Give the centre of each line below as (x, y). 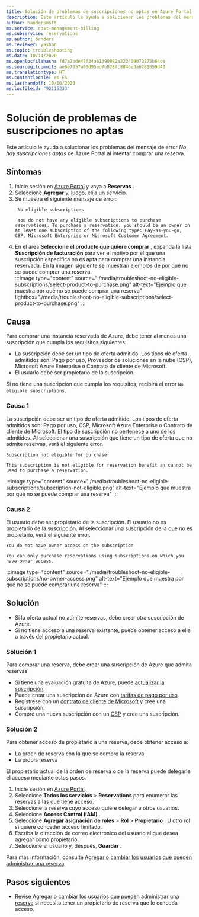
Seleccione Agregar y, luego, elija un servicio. (71, 193)
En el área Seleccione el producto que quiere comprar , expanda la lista (103, 246)
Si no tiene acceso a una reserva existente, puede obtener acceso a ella (102, 630)
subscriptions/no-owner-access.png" (52, 579)
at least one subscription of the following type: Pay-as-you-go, (98, 230)
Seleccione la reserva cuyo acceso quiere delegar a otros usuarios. (97, 808)
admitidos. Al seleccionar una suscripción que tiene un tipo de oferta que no (99, 437)
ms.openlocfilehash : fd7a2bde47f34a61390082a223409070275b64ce (86, 61)
